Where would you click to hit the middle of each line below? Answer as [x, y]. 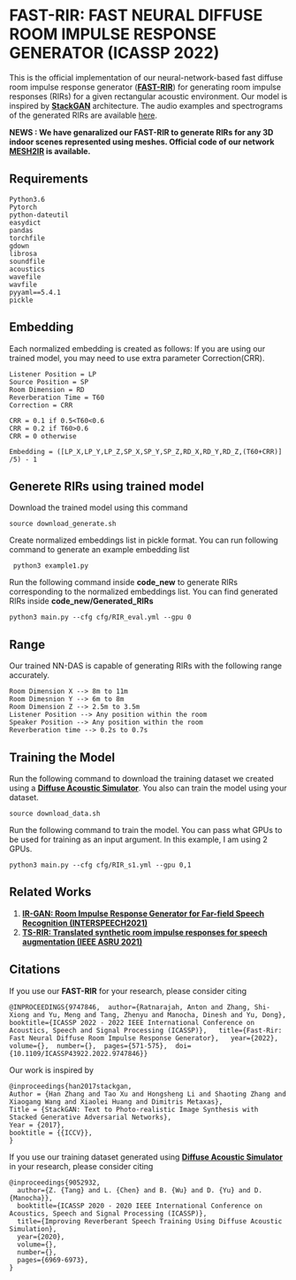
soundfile [27, 261]
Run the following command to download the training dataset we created [141, 779]
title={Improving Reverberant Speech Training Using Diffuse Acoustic [150, 1221]
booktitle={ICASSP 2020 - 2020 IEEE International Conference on [140, 1206]
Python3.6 [27, 199]
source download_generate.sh [63, 524]
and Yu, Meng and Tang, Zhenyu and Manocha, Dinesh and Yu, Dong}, [159, 1014]
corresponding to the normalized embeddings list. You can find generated [144, 592]
